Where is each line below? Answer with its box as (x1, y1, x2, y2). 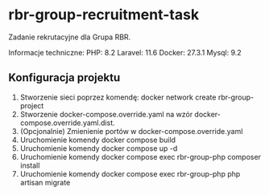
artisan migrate (19, 177, 71, 187)
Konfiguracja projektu (8, 71, 121, 85)
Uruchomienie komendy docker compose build (19, 135, 176, 144)
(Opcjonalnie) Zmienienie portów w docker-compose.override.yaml (19, 126, 243, 136)
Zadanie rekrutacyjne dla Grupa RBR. (8, 32, 131, 42)
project (19, 100, 44, 110)
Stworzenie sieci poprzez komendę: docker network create (19, 92, 217, 102)
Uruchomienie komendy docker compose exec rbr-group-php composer (19, 152, 262, 161)
